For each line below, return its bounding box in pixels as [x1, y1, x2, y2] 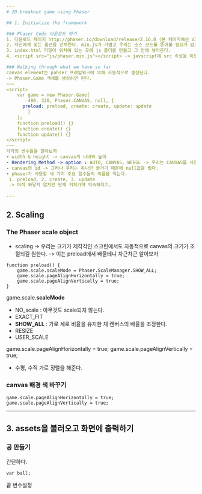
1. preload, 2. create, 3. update [8, 176, 96, 182]
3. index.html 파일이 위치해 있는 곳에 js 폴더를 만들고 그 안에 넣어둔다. [6, 48, 171, 54]
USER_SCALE [14, 333, 49, 341]
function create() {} [17, 126, 71, 132]
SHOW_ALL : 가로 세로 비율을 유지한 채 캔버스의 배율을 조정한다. [14, 320, 168, 327]
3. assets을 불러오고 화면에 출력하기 [6, 423, 134, 434]
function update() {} [17, 131, 71, 138]
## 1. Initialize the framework [6, 19, 87, 26]
